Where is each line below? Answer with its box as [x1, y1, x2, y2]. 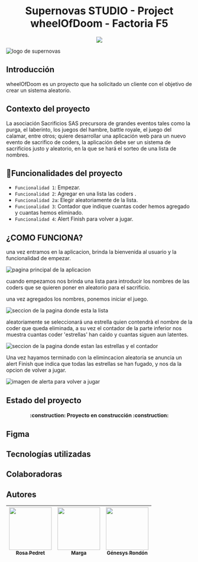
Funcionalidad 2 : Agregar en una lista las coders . [14, 190, 137, 197]
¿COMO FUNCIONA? [6, 232, 83, 242]
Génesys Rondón [106, 550, 148, 557]
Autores [6, 489, 37, 499]
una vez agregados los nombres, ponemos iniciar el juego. [6, 295, 149, 303]
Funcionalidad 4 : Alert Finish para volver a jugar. [14, 215, 134, 223]
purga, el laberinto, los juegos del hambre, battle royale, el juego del [6, 126, 172, 133]
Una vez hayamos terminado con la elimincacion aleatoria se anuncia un [6, 354, 182, 361]
